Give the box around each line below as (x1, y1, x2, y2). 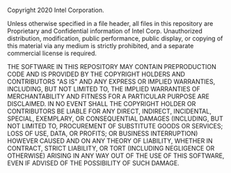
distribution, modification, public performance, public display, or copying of (7, 34, 223, 43)
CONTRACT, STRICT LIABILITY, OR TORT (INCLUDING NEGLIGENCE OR (7, 144, 215, 152)
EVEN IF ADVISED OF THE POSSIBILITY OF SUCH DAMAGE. (7, 159, 180, 167)
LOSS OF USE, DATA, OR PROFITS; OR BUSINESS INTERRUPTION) (7, 129, 198, 137)
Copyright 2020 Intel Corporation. (7, 6, 104, 14)
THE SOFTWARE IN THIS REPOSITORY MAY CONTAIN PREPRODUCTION (7, 63, 217, 70)
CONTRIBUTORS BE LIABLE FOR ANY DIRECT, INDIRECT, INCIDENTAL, (7, 107, 212, 115)
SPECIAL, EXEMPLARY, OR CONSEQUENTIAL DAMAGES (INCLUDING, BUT (7, 114, 224, 123)
